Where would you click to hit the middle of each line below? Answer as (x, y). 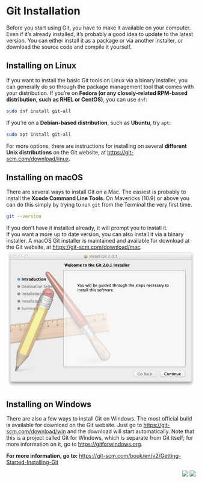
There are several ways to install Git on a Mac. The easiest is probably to (96, 192)
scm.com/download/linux (38, 159)
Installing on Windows (49, 404)
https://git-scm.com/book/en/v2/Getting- (130, 456)
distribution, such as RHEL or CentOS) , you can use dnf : (77, 99)
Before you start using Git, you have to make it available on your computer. (99, 28)
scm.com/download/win (36, 431)
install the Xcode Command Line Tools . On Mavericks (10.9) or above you (98, 198)
